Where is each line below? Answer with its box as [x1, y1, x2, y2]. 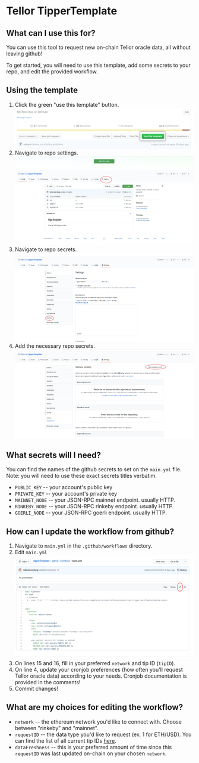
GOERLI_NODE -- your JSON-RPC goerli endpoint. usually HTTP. [14, 509, 168, 517]
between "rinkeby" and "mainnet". [14, 724, 99, 731]
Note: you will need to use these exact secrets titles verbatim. [6, 472, 157, 480]
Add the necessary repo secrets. [14, 342, 95, 350]
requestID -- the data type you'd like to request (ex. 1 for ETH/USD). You [14, 731, 192, 738]
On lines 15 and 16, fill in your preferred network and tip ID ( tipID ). [14, 659, 176, 666]
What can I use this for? [6, 28, 96, 38]
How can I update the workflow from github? [6, 526, 175, 536]
